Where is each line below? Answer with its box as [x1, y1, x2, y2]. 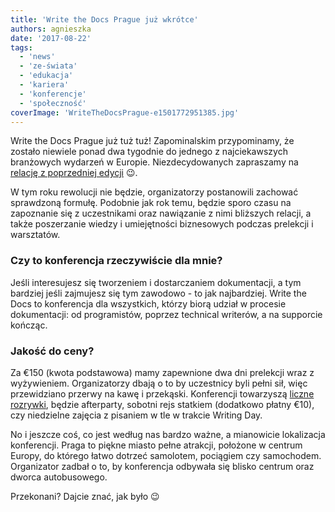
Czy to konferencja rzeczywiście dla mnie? [10, 254, 223, 268]
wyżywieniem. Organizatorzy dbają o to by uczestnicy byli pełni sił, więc [10, 377, 308, 389]
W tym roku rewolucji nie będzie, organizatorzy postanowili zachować [10, 186, 299, 198]
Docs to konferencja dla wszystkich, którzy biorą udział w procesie [10, 297, 287, 310]
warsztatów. [10, 229, 61, 241]
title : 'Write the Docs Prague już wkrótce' [10, 14, 199, 25]
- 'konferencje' [19, 89, 87, 99]
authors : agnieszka [10, 24, 92, 34]
